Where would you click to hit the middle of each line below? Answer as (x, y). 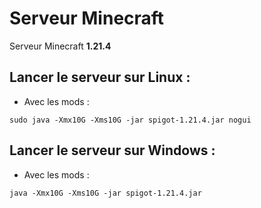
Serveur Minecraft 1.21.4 (60, 46)
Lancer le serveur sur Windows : (112, 150)
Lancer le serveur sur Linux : (100, 77)
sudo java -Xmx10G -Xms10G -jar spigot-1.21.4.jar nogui (130, 120)
